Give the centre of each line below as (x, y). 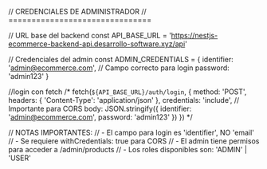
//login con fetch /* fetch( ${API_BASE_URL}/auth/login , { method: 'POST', (128, 92)
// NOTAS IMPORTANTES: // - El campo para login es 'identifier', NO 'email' (132, 132)
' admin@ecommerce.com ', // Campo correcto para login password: (119, 68)
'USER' (20, 158)
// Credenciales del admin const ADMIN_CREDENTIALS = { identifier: (121, 59)
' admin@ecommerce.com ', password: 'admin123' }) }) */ (100, 117)
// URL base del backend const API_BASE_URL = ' (90, 35)
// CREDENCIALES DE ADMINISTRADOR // (78, 12)
